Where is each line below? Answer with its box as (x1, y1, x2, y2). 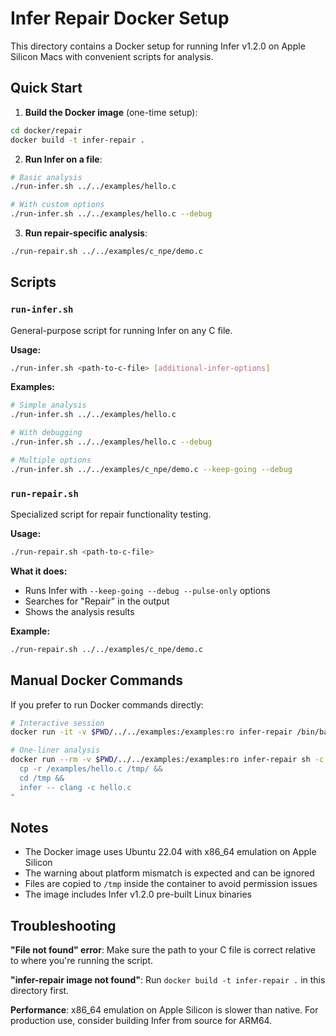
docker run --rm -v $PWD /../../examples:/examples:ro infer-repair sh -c (10, 755, 325, 765)
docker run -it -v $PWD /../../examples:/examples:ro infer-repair (10, 727, 293, 737)
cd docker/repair (10, 125, 83, 136)
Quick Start (10, 80, 83, 97)
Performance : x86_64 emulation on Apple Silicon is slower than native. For (10, 1004, 319, 1016)
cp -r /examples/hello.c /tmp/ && (19, 764, 163, 774)
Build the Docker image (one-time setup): (24, 106, 198, 118)
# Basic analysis (10, 172, 83, 182)
